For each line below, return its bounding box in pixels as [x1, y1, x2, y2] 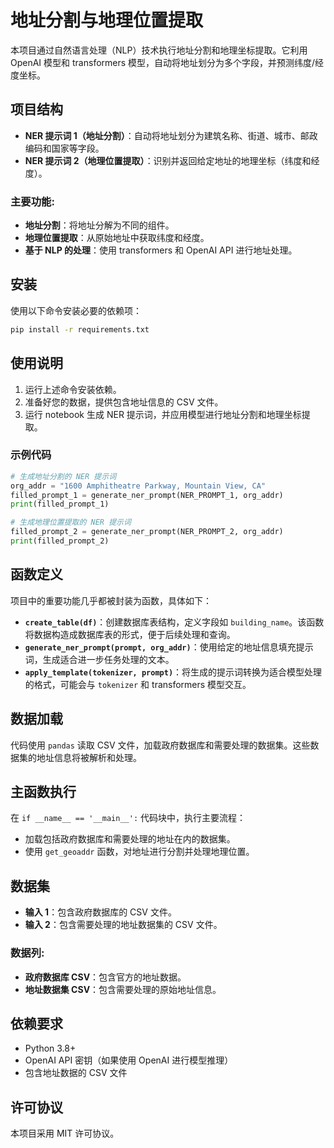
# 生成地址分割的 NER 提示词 [10, 471, 117, 481]
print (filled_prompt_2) [10, 536, 110, 546]
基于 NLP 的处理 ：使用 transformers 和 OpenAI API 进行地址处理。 [24, 244, 298, 256]
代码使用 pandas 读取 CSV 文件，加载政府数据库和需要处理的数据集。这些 [10, 739, 311, 751]
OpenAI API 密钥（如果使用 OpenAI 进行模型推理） [24, 1054, 234, 1066]
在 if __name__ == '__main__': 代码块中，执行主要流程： [10, 812, 247, 824]
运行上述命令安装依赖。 [24, 383, 122, 395]
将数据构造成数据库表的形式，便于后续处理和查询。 [24, 628, 236, 640]
